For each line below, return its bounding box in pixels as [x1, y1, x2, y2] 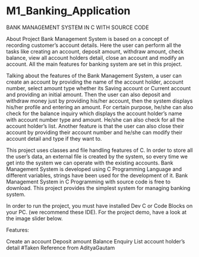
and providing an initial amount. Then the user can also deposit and [6, 91, 171, 98]
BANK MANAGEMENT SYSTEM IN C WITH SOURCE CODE [6, 24, 150, 31]
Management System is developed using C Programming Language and [6, 165, 182, 173]
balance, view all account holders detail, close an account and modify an [6, 54, 185, 61]
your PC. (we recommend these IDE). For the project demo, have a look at [6, 208, 187, 215]
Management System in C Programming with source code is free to [6, 178, 171, 185]
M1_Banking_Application [6, 4, 131, 18]
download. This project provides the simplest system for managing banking [6, 184, 191, 191]
